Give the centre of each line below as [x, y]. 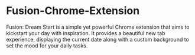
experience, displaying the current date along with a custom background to [97, 39]
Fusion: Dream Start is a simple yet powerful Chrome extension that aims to [98, 27]
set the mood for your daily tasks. [47, 46]
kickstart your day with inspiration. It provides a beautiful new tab [86, 33]
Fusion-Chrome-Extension [73, 11]
